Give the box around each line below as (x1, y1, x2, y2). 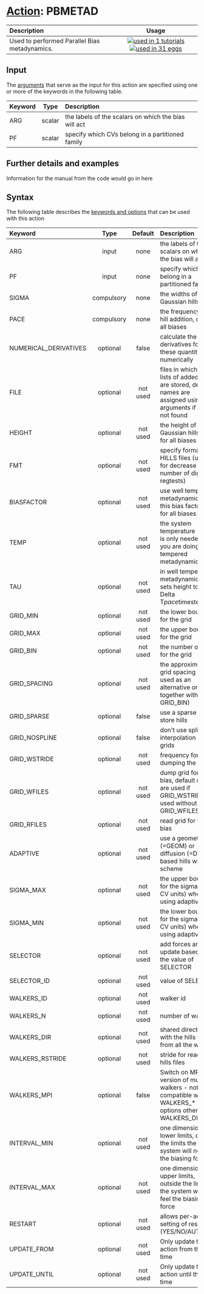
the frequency (160, 307, 200, 316)
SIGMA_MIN (9, 919, 44, 928)
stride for (160, 1051, 186, 1059)
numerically (160, 356, 194, 364)
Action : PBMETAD (6, 4, 99, 18)
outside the (160, 1179, 192, 1188)
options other (160, 1106, 199, 1115)
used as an (160, 676, 191, 684)
